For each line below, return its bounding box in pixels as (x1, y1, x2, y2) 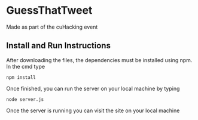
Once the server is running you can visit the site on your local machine (6, 107, 180, 114)
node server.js (6, 96, 44, 102)
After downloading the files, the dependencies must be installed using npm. (6, 56, 193, 63)
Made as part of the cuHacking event (6, 23, 98, 30)
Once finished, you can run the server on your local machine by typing (6, 85, 180, 92)
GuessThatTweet (6, 4, 93, 17)
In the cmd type (6, 63, 45, 70)
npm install (6, 74, 36, 81)
